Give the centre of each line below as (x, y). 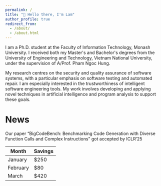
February (18, 167)
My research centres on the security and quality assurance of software (78, 73)
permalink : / (19, 10)
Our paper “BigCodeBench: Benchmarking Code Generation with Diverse (80, 133)
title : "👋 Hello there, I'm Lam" (40, 14)
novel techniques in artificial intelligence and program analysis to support (81, 94)
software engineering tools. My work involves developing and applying (78, 89)
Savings (44, 151)
